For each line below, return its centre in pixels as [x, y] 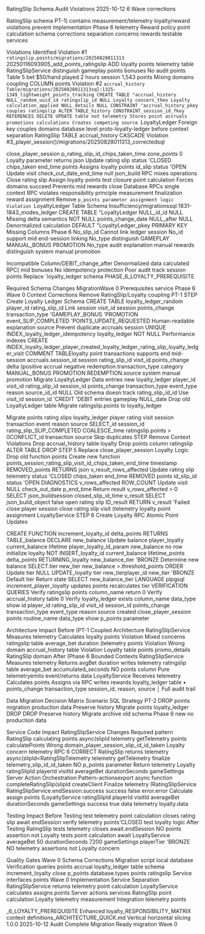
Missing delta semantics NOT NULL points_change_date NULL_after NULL [100, 219]
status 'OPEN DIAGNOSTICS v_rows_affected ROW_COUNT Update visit [97, 483]
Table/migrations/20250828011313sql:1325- [61, 90]
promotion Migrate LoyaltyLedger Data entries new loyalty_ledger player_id [101, 379]
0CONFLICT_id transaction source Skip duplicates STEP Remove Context [99, 437]
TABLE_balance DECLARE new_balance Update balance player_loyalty [95, 540]
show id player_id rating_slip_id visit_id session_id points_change [88, 605]
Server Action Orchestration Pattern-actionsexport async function [89, 778]
